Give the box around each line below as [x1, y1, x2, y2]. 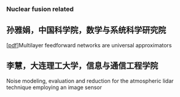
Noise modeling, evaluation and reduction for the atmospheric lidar [6, 77, 174, 84]
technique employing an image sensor [6, 84, 102, 91]
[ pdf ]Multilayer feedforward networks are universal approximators [6, 41, 172, 48]
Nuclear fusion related [6, 5, 74, 13]
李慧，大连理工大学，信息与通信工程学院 [6, 61, 158, 71]
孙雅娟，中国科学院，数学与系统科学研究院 [6, 25, 166, 35]
